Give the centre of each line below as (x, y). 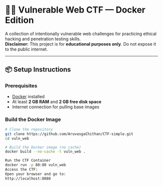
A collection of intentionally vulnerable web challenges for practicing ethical (81, 34)
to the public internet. (26, 49)
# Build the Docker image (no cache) (43, 147)
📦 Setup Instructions (38, 70)
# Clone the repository (29, 129)
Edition (19, 20)
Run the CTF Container (28, 161)
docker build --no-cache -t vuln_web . (45, 152)
